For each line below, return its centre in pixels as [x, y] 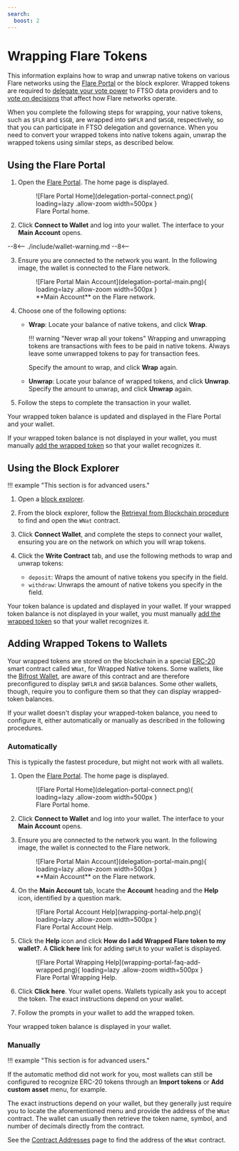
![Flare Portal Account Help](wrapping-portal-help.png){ [118, 912]
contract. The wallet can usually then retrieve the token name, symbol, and [117, 1119]
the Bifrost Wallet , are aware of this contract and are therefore [99, 676]
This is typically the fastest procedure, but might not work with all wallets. [116, 762]
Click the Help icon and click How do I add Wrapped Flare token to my [122, 941]
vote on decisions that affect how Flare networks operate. [92, 99]
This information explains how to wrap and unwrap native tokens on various [119, 76]
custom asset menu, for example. [57, 1090]
